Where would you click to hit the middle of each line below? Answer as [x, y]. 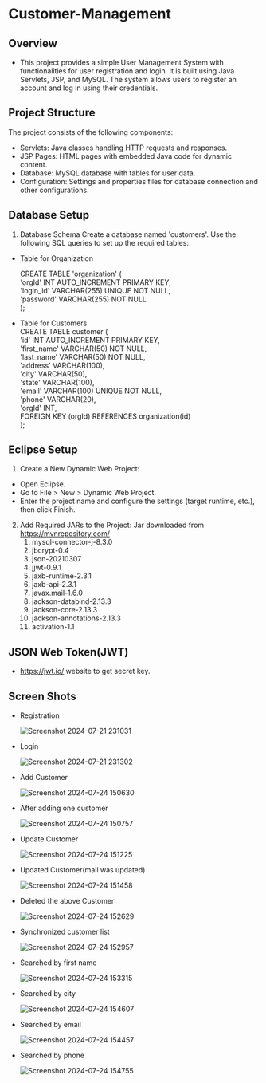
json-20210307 [57, 559]
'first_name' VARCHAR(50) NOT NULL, [83, 349]
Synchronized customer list [65, 932]
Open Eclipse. [43, 484]
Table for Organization [57, 258]
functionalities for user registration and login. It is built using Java [127, 71]
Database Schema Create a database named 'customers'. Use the [128, 234]
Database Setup [49, 215]
